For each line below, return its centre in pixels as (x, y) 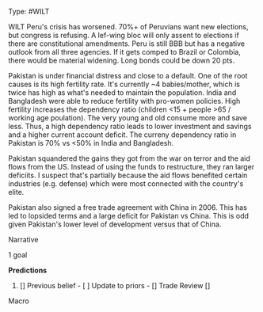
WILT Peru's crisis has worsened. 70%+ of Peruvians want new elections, (128, 27)
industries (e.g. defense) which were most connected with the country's (126, 184)
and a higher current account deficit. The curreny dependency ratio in (122, 135)
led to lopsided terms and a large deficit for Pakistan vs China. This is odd (129, 216)
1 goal (18, 255)
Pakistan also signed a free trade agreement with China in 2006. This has (128, 207)
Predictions (28, 270)
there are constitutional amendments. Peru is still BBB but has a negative (127, 44)
